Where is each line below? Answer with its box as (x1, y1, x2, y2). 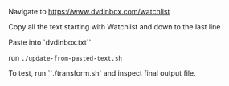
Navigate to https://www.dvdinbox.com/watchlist (8, 7, 170, 16)
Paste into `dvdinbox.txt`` (8, 37, 92, 47)
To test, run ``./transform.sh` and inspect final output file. (8, 68, 196, 78)
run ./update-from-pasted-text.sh (8, 53, 123, 62)
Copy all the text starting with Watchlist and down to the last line (8, 22, 221, 31)
